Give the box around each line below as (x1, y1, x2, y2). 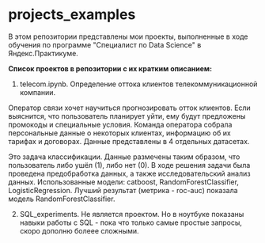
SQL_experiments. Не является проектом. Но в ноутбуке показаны (19, 209, 244, 218)
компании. (19, 87, 56, 97)
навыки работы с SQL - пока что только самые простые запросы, (19, 218, 243, 227)
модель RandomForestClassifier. (8, 194, 115, 203)
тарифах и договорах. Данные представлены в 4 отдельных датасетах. (8, 136, 250, 146)
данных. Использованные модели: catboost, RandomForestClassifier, (8, 177, 240, 187)
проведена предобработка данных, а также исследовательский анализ (8, 169, 251, 178)
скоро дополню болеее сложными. (19, 226, 140, 235)
